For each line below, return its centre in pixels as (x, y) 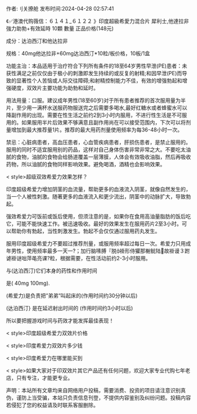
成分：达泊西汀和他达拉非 (37, 41)
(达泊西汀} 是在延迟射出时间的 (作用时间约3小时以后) (69, 308)
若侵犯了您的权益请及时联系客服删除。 (52, 405)
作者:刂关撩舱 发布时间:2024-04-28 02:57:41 (60, 9)
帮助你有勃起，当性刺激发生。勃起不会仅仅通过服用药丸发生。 (85, 231)
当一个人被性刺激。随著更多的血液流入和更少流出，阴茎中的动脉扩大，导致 (96, 196)
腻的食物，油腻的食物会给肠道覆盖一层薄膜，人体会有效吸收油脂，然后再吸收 (98, 157)
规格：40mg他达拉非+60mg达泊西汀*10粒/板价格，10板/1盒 (78, 53)
